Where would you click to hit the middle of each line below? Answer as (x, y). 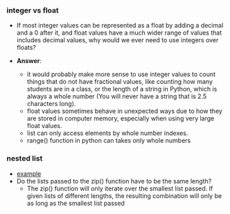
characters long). (51, 104)
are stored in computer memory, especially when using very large (121, 118)
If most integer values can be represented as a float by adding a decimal (120, 26)
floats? (26, 48)
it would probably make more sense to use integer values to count (121, 74)
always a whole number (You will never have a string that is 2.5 (117, 96)
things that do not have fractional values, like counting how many (120, 82)
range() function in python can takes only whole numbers (109, 141)
